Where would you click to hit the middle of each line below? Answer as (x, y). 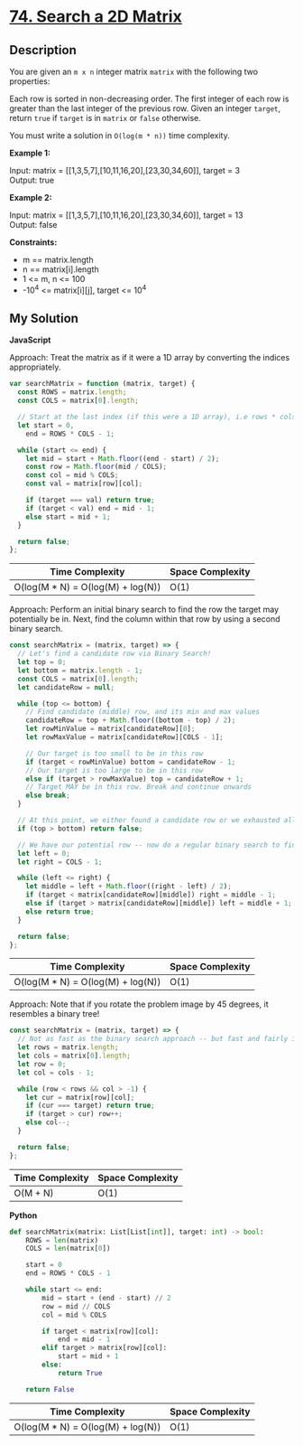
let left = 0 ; (44, 853)
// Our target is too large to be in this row (115, 770)
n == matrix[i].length (60, 269)
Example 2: (31, 197)
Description (43, 50)
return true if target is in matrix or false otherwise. (105, 118)
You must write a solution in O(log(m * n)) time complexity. (119, 136)
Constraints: (33, 242)
